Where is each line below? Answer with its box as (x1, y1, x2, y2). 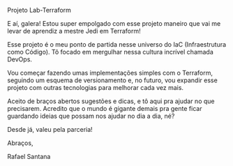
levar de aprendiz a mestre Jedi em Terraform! (7, 27, 141, 35)
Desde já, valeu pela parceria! (7, 126, 93, 133)
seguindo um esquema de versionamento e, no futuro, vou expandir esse (7, 76, 218, 84)
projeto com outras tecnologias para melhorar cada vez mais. (7, 84, 183, 91)
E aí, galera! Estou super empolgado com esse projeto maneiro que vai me (7, 20, 221, 27)
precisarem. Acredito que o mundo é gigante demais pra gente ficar (7, 105, 202, 112)
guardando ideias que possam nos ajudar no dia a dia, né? (7, 112, 175, 120)
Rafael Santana (7, 153, 51, 160)
